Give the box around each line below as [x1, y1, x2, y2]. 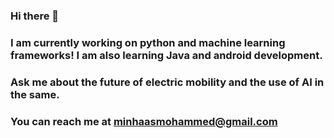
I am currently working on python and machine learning [10, 35, 286, 49]
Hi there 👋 [10, 9, 60, 23]
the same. [10, 87, 60, 101]
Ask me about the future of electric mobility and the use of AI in [10, 75, 325, 89]
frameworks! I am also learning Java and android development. [10, 48, 323, 62]
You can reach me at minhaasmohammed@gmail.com [10, 114, 278, 128]
